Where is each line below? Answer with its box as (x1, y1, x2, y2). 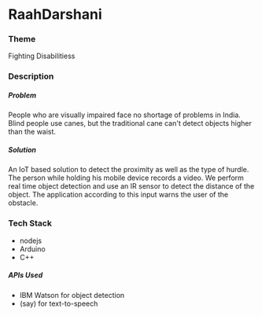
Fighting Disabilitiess (8, 51, 76, 61)
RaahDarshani (8, 6, 102, 24)
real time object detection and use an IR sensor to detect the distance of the (8, 182, 255, 191)
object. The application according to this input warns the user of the (8, 190, 229, 200)
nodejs (19, 236, 42, 245)
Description (8, 71, 54, 82)
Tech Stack (8, 218, 53, 229)
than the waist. (8, 127, 57, 137)
